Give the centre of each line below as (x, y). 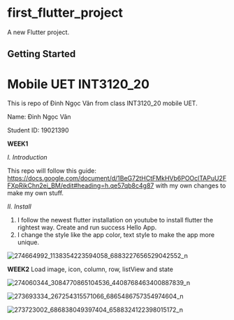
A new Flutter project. (38, 32)
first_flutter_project (65, 13)
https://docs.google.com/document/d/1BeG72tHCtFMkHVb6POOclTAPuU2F (117, 178)
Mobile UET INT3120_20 (79, 84)
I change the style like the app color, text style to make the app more (116, 235)
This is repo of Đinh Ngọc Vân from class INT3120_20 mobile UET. (102, 103)
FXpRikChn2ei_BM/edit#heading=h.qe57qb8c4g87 (81, 185)
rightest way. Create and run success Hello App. (87, 227)
